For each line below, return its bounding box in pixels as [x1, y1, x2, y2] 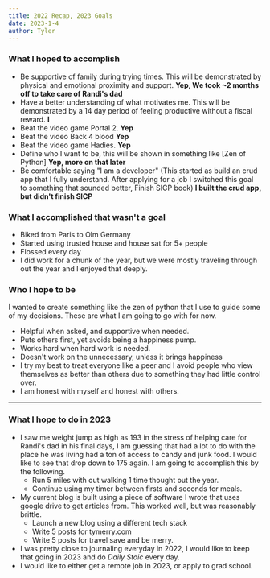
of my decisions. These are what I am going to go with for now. [8, 311, 217, 320]
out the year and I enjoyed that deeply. [19, 263, 148, 274]
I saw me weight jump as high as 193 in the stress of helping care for [19, 432, 247, 442]
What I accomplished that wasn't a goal [8, 211, 166, 222]
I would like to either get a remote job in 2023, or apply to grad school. [19, 560, 253, 570]
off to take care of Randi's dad [19, 89, 123, 98]
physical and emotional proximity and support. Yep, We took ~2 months [19, 80, 260, 89]
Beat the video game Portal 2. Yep [19, 122, 134, 133]
